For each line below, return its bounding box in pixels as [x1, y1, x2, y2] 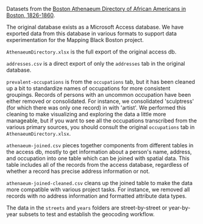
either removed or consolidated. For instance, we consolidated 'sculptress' [6, 97, 194, 105]
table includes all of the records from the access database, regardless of [6, 161, 189, 168]
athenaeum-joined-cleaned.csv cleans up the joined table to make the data [6, 180, 193, 186]
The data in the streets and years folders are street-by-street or [6, 204, 168, 211]
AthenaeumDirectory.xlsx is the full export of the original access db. [6, 48, 177, 55]
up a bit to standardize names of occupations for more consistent [6, 85, 171, 92]
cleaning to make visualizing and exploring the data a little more [6, 111, 166, 117]
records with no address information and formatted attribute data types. [6, 192, 187, 200]
